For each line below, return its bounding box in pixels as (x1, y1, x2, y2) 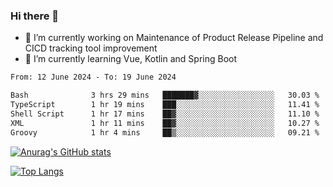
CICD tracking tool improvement (24, 42, 158, 54)
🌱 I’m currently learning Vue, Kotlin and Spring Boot (24, 53, 238, 65)
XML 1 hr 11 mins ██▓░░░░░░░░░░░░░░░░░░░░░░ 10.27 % (10, 118, 320, 128)
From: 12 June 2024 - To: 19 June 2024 (10, 72, 177, 83)
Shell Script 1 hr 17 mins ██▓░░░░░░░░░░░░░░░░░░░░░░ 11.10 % (10, 109, 320, 119)
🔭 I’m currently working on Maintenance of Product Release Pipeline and (24, 32, 324, 44)
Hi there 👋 (10, 9, 60, 23)
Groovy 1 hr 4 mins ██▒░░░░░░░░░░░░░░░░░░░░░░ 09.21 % (10, 127, 320, 138)
